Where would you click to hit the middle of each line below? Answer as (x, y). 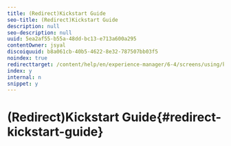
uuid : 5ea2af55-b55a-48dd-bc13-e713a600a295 (72, 39)
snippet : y (23, 84)
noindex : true (27, 58)
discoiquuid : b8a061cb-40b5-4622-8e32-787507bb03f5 (82, 52)
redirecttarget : (30, 64)
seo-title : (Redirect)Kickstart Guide (63, 20)
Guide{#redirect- (172, 118)
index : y (20, 71)
